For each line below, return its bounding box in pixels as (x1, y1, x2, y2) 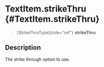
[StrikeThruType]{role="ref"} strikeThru (16, 29, 96, 35)
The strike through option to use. (5, 56, 70, 62)
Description (5, 43, 41, 52)
